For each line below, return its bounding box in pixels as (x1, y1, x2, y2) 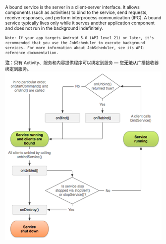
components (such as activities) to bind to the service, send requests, (5, 9, 148, 15)
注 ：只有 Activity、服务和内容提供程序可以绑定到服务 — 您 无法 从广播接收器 (5, 60, 159, 65)
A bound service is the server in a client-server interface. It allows (5, 4, 140, 10)
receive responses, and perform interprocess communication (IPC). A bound (5, 15, 162, 20)
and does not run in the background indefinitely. (5, 25, 103, 31)
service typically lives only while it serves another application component (5, 20, 155, 26)
